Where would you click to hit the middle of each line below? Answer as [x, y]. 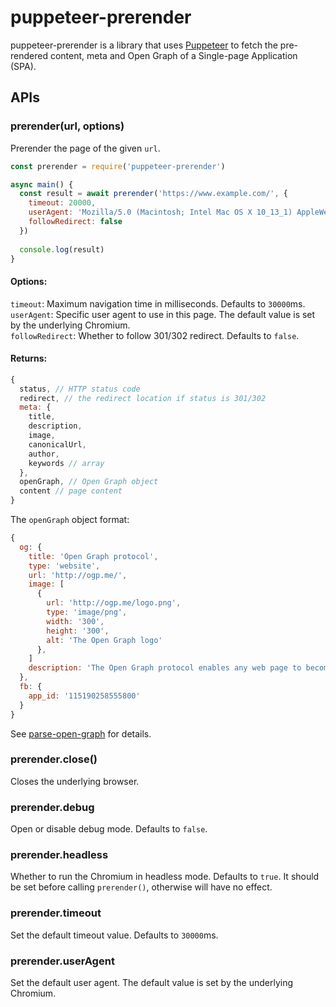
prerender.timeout [56, 913]
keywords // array [66, 463]
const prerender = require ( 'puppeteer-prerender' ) [118, 166]
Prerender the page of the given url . [85, 148]
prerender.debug [52, 807]
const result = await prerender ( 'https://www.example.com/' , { [153, 194]
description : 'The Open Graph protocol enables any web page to [165, 668]
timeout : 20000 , [62, 203]
